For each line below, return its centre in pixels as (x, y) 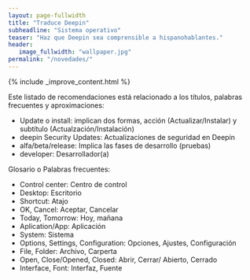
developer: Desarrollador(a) (64, 153)
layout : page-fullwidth (47, 15)
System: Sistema (47, 234)
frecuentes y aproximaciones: (56, 105)
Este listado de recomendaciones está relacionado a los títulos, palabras (125, 97)
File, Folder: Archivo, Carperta (68, 251)
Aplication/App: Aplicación (63, 226)
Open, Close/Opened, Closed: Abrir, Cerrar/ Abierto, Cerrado (118, 260)
